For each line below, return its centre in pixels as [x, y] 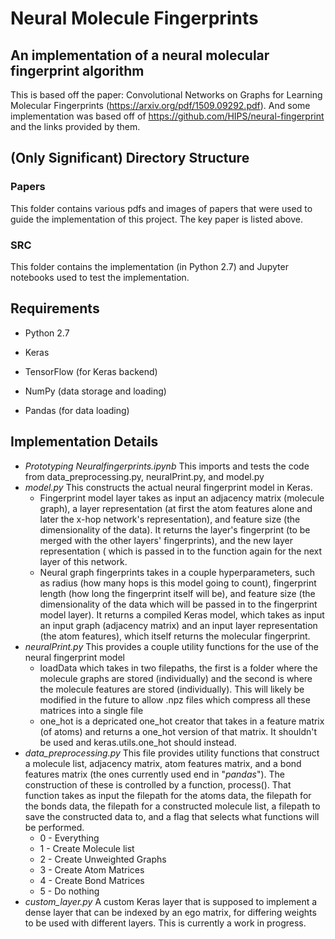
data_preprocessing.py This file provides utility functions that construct [172, 753]
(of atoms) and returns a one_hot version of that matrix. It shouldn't [178, 731]
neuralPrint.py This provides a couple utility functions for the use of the [171, 646]
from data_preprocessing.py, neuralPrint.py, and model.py [144, 476]
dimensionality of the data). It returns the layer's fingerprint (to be [175, 529]
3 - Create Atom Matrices [92, 869]
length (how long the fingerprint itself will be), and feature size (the [177, 593]
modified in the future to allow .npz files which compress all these [175, 699]
